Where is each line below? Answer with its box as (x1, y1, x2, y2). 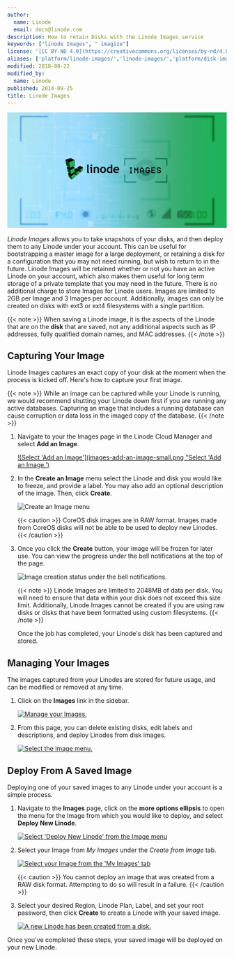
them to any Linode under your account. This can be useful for (7, 242, 187, 250)
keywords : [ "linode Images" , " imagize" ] (7, 40, 130, 48)
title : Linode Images (7, 92, 70, 99)
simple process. (7, 790, 54, 798)
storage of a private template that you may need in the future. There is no (7, 279, 218, 287)
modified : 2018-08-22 (7, 63, 70, 70)
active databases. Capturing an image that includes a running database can (7, 404, 224, 413)
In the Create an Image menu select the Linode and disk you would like (17, 474, 221, 482)
